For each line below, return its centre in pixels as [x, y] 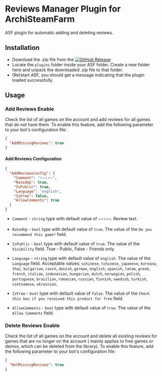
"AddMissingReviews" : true [37, 143]
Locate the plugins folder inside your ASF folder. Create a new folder [81, 64]
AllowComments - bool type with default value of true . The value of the [81, 308]
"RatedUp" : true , [31, 182]
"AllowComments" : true [37, 200]
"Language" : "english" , [38, 191]
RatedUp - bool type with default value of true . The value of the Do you [82, 229]
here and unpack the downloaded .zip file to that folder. [67, 70]
